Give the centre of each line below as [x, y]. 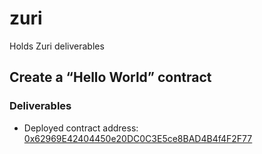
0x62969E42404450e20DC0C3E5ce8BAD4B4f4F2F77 [138, 138]
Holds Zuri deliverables [57, 46]
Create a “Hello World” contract [110, 77]
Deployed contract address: [81, 128]
